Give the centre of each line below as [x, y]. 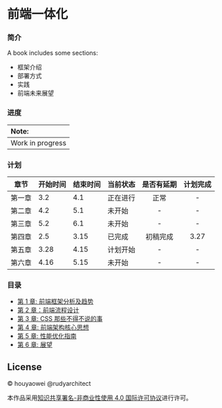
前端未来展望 [35, 93]
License [25, 367]
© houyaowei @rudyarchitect [49, 384]
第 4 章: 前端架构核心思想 [53, 327]
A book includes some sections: [53, 53]
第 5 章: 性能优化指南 [47, 336]
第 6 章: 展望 [35, 345]
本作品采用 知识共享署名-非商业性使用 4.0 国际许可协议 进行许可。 [100, 398]
